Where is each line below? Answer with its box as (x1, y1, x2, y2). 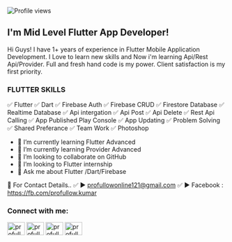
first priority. (7, 67, 43, 76)
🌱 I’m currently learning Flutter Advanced (17, 138, 136, 146)
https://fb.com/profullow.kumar (7, 188, 98, 197)
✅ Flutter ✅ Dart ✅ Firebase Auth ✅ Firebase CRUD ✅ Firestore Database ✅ (7, 101, 225, 109)
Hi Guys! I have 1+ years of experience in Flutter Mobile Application (7, 45, 200, 54)
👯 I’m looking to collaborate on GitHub (17, 153, 127, 161)
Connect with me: (7, 206, 69, 216)
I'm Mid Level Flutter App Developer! (7, 26, 169, 38)
